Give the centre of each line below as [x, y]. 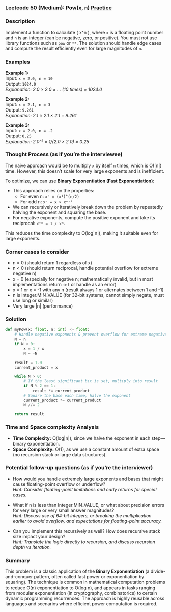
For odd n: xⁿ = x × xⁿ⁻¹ [46, 201]
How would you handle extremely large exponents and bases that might [88, 479]
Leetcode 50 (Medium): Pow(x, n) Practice [59, 8]
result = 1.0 [28, 363]
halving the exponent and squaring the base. [60, 212]
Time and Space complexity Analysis [52, 427]
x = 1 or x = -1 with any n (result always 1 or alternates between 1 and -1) [88, 290]
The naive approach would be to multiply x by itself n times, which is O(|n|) [83, 165]
